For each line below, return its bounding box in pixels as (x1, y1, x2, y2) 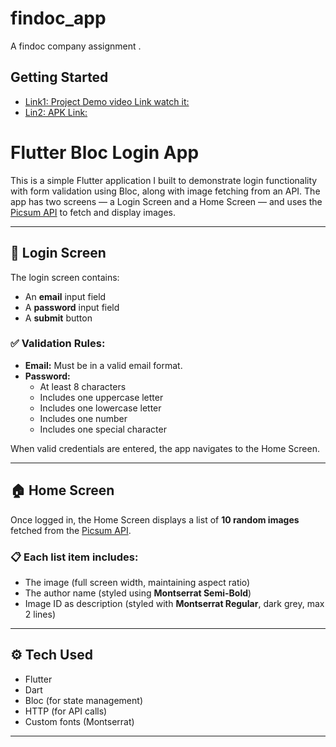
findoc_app (10, 7, 107, 30)
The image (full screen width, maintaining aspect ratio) (24, 576, 251, 588)
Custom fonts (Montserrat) (24, 715, 135, 727)
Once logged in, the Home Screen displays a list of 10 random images (10, 513, 300, 526)
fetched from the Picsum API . (10, 524, 132, 536)
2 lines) (24, 608, 56, 620)
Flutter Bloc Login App (10, 141, 200, 164)
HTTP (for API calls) (24, 705, 108, 717)
